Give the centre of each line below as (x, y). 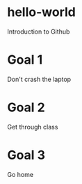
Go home (20, 174)
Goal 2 (26, 107)
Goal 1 (25, 60)
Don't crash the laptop (39, 79)
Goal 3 (26, 155)
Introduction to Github (39, 31)
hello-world (42, 12)
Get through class (33, 127)
